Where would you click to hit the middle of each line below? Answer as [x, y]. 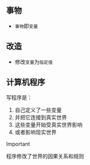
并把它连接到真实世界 [41, 118]
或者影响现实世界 [36, 132]
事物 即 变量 [26, 26]
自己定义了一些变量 [38, 110]
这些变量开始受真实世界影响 [49, 125]
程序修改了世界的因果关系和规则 [45, 156]
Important [18, 144]
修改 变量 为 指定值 [34, 62]
